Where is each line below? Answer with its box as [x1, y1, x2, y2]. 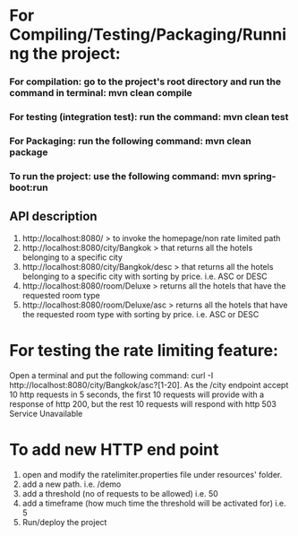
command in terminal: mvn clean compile [9, 87, 192, 99]
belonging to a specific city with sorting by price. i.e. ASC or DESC [21, 271, 268, 281]
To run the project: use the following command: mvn [9, 169, 242, 182]
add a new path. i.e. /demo [21, 479, 122, 489]
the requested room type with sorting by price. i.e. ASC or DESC [21, 308, 260, 319]
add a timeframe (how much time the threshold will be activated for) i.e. [21, 497, 286, 508]
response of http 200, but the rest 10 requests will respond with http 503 [9, 398, 277, 409]
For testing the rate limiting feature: [9, 340, 279, 360]
